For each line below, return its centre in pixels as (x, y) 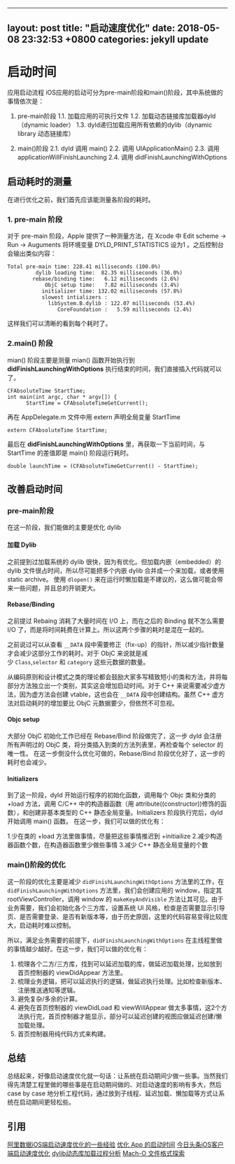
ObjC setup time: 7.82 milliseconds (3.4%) (112, 285)
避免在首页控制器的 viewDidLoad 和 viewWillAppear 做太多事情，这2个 (119, 1007)
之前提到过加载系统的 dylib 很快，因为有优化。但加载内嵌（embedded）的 (114, 561)
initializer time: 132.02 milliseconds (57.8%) (112, 291)
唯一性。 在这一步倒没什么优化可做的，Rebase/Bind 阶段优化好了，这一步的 (116, 754)
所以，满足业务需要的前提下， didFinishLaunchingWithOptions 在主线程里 (112, 940)
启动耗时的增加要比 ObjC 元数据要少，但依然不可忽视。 (99, 703)
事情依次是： (26, 101)
